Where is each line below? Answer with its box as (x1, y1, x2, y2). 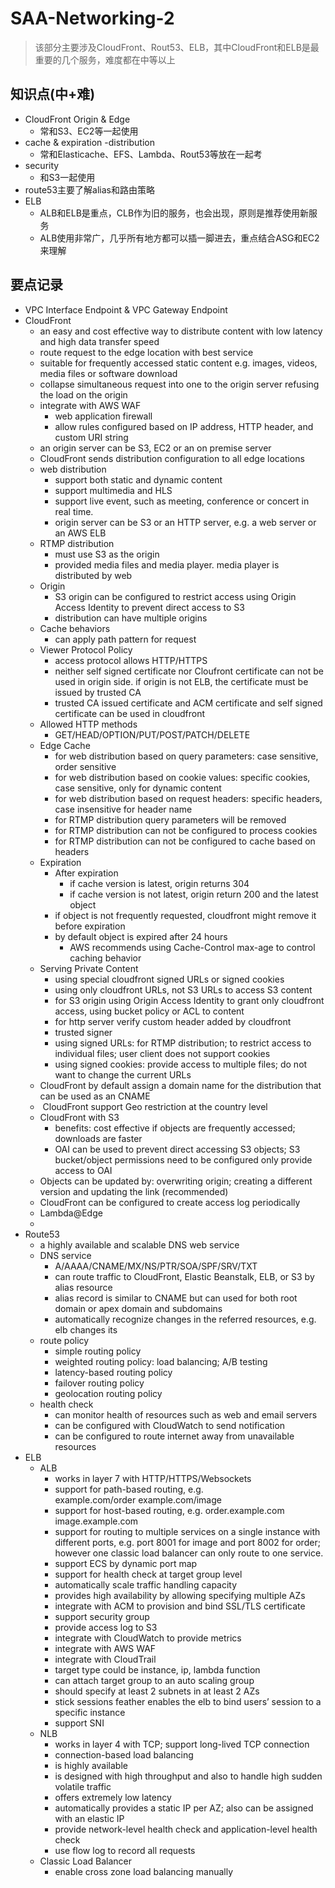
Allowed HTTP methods (39, 718, 138, 730)
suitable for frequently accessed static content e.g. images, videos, (39, 357, 318, 369)
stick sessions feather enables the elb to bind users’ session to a (54, 1695, 322, 1707)
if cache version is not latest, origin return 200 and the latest (69, 888, 319, 900)
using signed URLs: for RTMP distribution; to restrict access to (54, 1037, 312, 1049)
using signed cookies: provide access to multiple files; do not (54, 1058, 308, 1070)
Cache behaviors (39, 622, 111, 634)
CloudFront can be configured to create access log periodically (39, 1196, 301, 1208)
